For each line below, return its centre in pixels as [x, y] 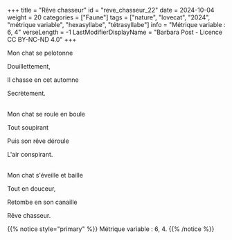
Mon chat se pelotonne [40, 53]
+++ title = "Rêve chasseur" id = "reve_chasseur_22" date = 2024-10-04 [111, 10]
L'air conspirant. [30, 154]
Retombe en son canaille [42, 202]
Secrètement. [27, 93]
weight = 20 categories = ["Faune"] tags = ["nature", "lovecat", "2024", [109, 17]
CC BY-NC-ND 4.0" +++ [42, 40]
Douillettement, [29, 66]
